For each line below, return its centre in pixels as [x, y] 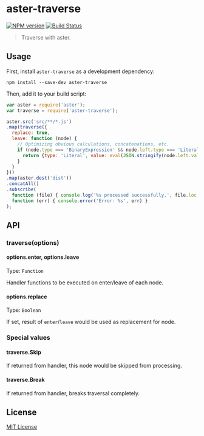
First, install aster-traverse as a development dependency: [80, 71]
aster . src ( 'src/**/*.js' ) [39, 121]
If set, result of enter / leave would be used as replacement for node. [91, 322]
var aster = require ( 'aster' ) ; [46, 105]
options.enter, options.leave [43, 257]
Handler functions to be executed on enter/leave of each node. [85, 283]
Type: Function [25, 271]
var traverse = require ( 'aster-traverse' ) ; [62, 111]
